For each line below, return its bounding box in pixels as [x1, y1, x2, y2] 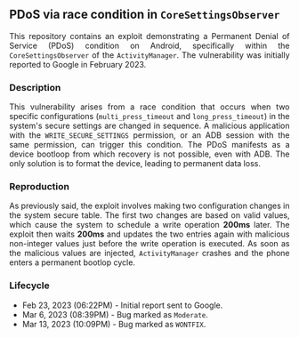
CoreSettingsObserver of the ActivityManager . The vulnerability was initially [9, 49, 290, 60]
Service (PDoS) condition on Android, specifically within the [9, 40, 290, 51]
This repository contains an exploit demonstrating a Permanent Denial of [9, 30, 290, 41]
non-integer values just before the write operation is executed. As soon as [9, 238, 290, 249]
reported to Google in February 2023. [9, 59, 147, 69]
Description [9, 81, 61, 93]
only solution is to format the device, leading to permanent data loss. [9, 158, 261, 169]
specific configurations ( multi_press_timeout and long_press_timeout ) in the [9, 111, 290, 122]
